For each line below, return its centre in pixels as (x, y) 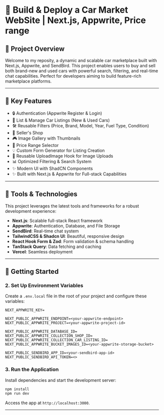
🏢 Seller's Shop (28, 133)
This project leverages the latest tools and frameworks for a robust (72, 206)
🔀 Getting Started (32, 272)
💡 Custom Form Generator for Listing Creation (58, 150)
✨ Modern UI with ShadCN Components (52, 168)
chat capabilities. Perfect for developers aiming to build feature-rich (73, 76)
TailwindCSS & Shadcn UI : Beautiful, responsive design (68, 236)
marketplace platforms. (29, 81)
